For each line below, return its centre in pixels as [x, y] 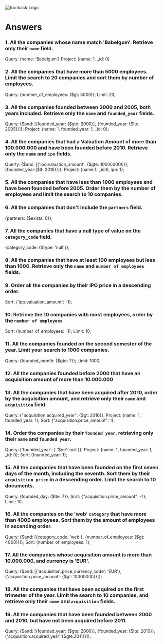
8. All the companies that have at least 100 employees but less [80, 260]
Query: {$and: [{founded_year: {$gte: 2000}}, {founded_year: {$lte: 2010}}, [80, 631]
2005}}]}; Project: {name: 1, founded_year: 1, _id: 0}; [57, 129]
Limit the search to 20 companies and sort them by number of [80, 78]
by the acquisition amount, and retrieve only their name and [75, 398]
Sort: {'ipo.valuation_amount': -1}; [39, 302]
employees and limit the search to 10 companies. [64, 194]
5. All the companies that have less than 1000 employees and [79, 182]
